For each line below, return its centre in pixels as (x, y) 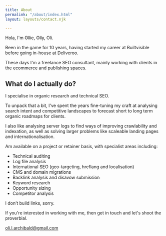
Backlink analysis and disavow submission (56, 178)
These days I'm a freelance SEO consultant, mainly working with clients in (81, 63)
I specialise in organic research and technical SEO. (57, 96)
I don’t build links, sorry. (30, 203)
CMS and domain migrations (42, 172)
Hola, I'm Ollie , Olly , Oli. (29, 38)
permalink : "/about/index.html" (39, 15)
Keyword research (31, 183)
